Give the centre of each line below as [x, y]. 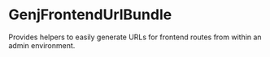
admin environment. [42, 45]
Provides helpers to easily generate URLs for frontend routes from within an [135, 37]
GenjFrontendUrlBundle [90, 15]
